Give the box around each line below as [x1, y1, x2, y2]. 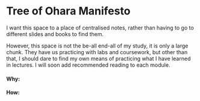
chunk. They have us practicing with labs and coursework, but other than [6, 48, 188, 55]
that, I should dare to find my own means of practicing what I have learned [6, 55, 191, 62]
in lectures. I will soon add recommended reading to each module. [6, 61, 170, 69]
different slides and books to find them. [6, 30, 104, 37]
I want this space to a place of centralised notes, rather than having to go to [6, 24, 194, 31]
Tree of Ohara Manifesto [6, 4, 131, 18]
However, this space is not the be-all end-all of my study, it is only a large [6, 42, 189, 49]
